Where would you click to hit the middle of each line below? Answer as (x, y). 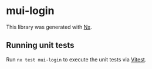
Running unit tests (40, 45)
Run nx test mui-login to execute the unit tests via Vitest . (76, 59)
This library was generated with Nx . (49, 27)
